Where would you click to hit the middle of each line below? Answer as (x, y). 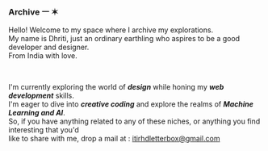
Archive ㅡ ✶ (33, 11)
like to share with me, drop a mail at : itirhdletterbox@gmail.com (114, 139)
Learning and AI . (37, 113)
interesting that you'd (44, 130)
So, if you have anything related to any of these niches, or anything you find (134, 121)
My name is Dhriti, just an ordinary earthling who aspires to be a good (124, 39)
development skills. (41, 96)
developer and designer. (49, 47)
